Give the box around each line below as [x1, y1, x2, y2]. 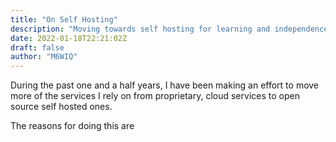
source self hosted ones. [10, 101, 113, 113]
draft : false [10, 42, 65, 53]
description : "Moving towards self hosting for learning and [10, 24, 271, 34]
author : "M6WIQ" [10, 52, 78, 62]
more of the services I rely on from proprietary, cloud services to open [10, 90, 300, 102]
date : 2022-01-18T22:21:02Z [10, 33, 128, 43]
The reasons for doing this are [10, 120, 135, 132]
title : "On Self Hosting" [10, 14, 118, 25]
